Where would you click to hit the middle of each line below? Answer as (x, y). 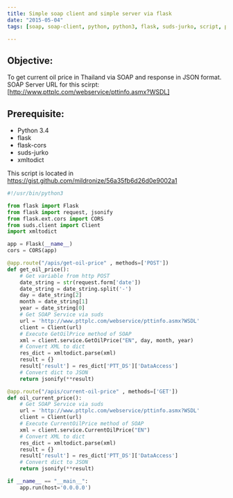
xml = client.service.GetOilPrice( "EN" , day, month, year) (107, 340)
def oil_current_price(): (44, 398)
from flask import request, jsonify (60, 212)
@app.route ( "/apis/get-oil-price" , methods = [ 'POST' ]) (88, 263)
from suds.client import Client (54, 225)
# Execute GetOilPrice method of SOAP (76, 334)
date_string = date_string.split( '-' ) (76, 289)
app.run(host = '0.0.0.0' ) (55, 488)
